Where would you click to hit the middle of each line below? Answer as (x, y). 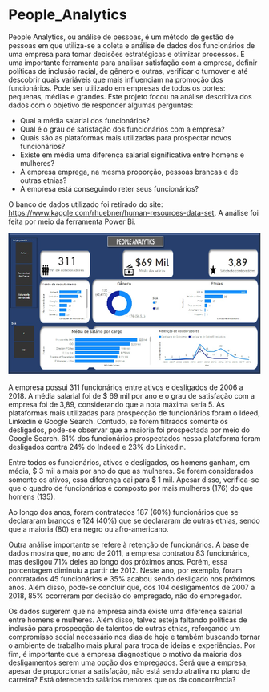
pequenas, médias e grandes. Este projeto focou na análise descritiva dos (130, 96)
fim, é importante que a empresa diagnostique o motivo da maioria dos (125, 654)
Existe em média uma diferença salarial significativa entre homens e (132, 155)
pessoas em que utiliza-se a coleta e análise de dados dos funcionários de (132, 45)
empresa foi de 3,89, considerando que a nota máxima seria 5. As (117, 405)
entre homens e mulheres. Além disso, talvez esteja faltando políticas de (128, 620)
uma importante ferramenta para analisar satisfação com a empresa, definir (133, 63)
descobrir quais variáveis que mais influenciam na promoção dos (116, 79)
